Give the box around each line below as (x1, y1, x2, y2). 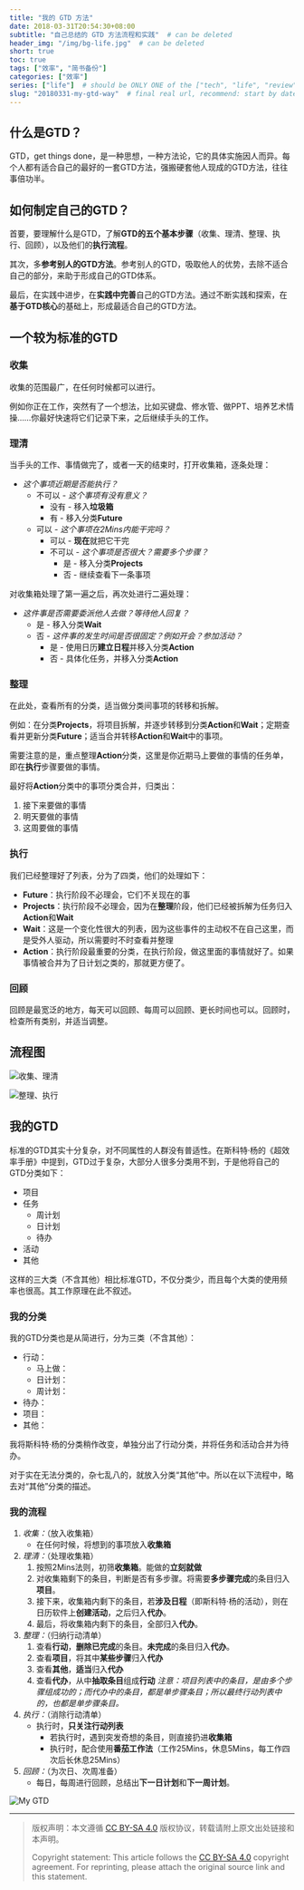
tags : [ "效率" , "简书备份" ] (9, 64, 107, 73)
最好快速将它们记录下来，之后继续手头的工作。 (39, 412, 214, 422)
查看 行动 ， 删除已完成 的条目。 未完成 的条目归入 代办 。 (35, 1642, 235, 1653)
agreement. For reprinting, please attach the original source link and (31, 1862, 285, 1873)
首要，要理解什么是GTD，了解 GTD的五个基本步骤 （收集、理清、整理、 (9, 228, 273, 239)
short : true (9, 47, 54, 56)
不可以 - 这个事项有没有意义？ (35, 490, 147, 501)
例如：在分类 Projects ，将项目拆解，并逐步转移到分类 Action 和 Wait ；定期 (9, 720, 282, 731)
